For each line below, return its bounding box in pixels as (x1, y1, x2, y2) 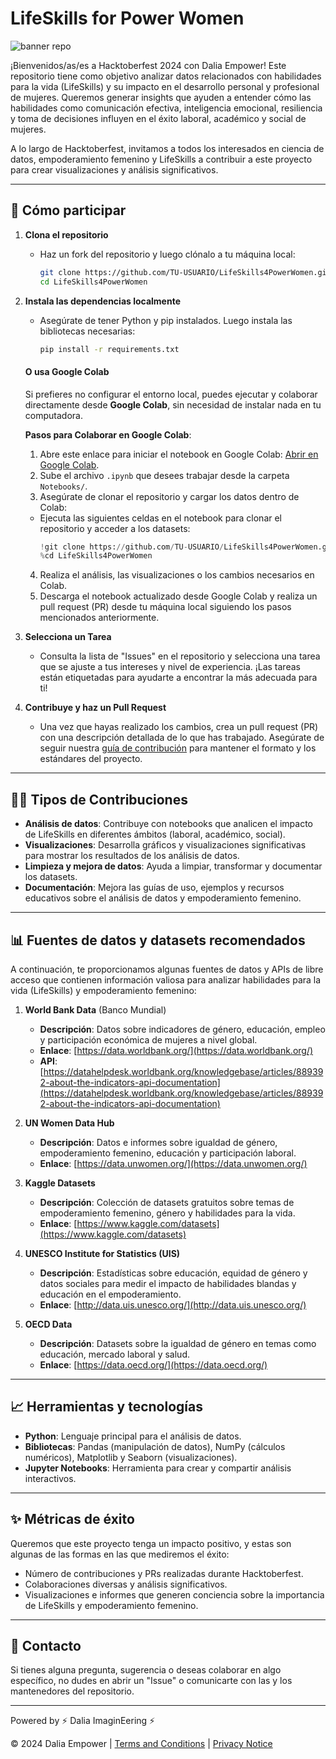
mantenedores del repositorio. (10, 1685, 135, 1697)
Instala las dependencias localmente (24, 295, 182, 307)
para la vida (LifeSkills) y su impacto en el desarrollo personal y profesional (10, 80, 320, 92)
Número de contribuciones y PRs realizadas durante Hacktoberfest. (24, 1567, 304, 1579)
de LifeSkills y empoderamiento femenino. (24, 1599, 199, 1611)
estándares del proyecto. (39, 753, 143, 765)
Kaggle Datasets (24, 1177, 96, 1189)
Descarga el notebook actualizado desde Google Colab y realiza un (39, 590, 318, 602)
